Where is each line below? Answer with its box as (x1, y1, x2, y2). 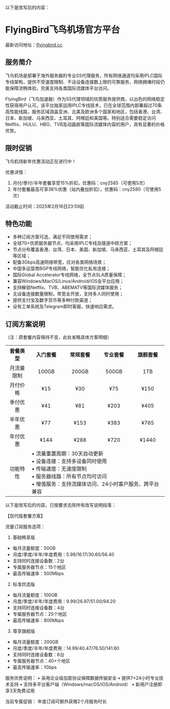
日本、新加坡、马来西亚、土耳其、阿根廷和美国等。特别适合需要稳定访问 (5, 115, 156, 121)
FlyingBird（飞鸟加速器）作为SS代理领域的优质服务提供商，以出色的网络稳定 (5, 96, 165, 102)
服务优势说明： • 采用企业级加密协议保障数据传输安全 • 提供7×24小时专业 (5, 675, 159, 681)
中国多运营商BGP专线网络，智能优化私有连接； (12, 266, 111, 272)
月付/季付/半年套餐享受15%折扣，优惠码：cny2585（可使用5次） (12, 179, 148, 186)
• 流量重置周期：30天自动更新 (31, 450, 104, 457)
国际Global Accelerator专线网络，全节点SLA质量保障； (12, 272, 127, 278)
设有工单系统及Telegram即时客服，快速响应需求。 (12, 304, 117, 310)
